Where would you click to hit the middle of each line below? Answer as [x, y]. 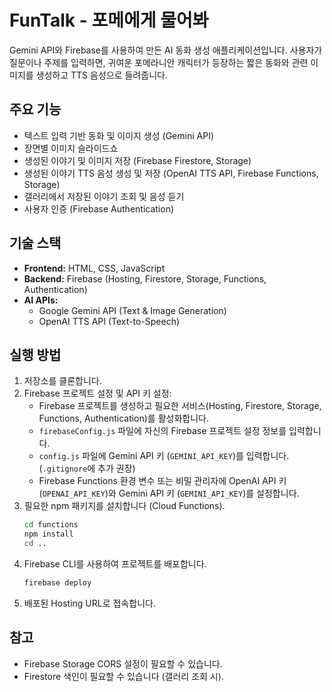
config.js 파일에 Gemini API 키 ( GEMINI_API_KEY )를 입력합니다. [164, 456]
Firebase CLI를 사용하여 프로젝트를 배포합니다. [115, 564]
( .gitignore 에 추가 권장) [87, 468]
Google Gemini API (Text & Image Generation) [132, 310]
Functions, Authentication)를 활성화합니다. [124, 418]
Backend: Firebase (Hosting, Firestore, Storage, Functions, [145, 278]
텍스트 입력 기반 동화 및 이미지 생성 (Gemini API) [118, 135]
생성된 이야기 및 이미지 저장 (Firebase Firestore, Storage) [137, 160]
